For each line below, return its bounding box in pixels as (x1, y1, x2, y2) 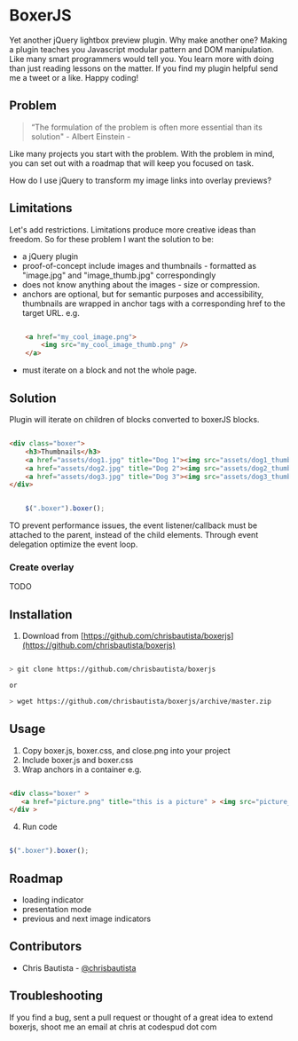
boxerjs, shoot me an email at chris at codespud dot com (9, 1021, 217, 1032)
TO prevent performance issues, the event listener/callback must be (9, 520, 258, 531)
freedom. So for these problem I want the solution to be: (9, 233, 215, 244)
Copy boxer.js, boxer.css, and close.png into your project (21, 745, 231, 755)
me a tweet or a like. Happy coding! (9, 72, 139, 83)
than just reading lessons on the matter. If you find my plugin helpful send (9, 63, 278, 74)
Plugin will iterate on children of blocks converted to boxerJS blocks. (9, 414, 260, 424)
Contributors (9, 939, 82, 954)
